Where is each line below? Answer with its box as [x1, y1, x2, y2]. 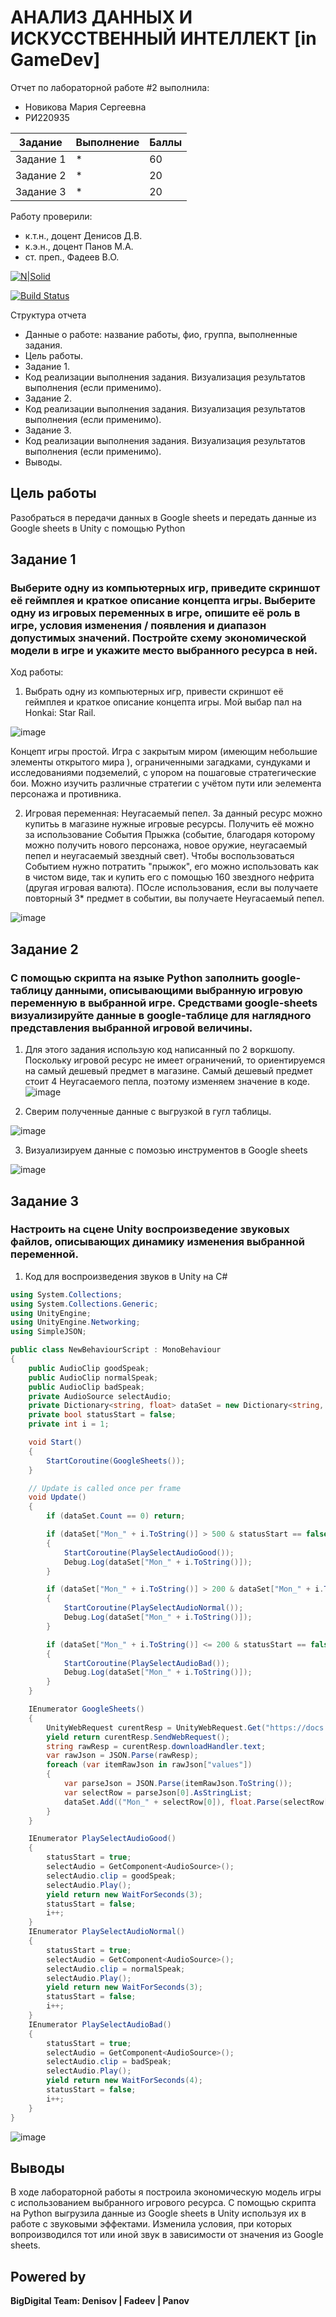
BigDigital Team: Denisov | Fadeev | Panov [10, 2295, 190, 2307]
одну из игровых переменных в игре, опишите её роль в [10, 606, 301, 620]
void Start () [28, 1437, 83, 1448]
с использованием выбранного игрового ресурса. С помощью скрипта [10, 2197, 317, 2209]
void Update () [28, 1492, 87, 1503]
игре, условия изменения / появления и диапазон [10, 619, 267, 633]
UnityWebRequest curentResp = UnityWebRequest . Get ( [46, 1722, 267, 1733]
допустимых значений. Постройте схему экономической [10, 631, 307, 645]
